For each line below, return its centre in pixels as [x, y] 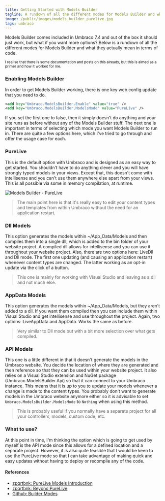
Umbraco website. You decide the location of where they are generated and [82, 365]
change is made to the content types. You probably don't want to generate [81, 391]
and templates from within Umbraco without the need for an [78, 207]
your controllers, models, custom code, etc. [61, 416]
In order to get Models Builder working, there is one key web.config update [81, 90]
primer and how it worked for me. [33, 67]
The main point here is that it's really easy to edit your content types [86, 202]
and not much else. [37, 282]
